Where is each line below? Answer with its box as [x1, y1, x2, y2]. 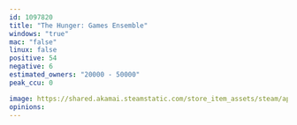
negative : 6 [9, 62, 53, 71]
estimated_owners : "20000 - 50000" [9, 70, 141, 79]
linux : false [9, 46, 57, 55]
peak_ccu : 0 [9, 78, 53, 87]
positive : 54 [9, 54, 57, 62]
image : [9, 94, 34, 103]
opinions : [9, 102, 46, 111]
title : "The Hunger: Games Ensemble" [9, 21, 148, 30]
